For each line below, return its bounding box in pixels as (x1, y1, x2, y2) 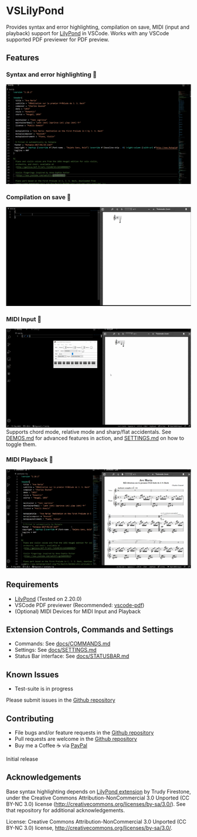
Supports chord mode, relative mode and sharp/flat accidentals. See (6, 428, 172, 435)
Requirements (6, 580, 59, 590)
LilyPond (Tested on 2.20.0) (14, 595, 82, 602)
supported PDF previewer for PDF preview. (6, 36, 110, 43)
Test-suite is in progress (14, 685, 73, 692)
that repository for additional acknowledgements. (6, 807, 125, 814)
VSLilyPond (6, 4, 64, 18)
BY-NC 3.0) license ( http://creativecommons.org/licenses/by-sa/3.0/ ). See (6, 800, 186, 807)
